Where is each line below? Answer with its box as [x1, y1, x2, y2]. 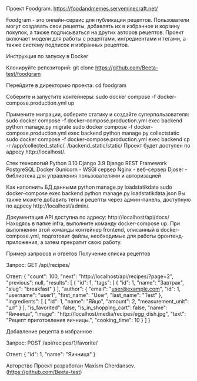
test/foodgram [6, 71, 41, 77]
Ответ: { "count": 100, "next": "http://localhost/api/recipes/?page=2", [6, 273, 173, 280]
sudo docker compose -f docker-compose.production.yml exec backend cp [6, 136, 190, 143]
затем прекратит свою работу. [44, 239, 122, 246]
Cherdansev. [104, 362, 135, 369]
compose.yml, [6, 232, 41, 239]
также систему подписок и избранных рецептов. [6, 41, 129, 48]
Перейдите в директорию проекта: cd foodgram [6, 82, 127, 89]
